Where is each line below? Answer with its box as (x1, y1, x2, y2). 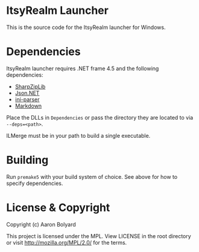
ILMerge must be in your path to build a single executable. (6, 132, 151, 139)
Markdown (14, 102, 42, 109)
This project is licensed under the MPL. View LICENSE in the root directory (6, 232, 191, 239)
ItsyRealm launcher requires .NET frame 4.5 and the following (6, 65, 159, 72)
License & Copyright (6, 201, 110, 215)
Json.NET (14, 89, 40, 97)
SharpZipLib (14, 83, 46, 90)
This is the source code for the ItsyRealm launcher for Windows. (6, 24, 166, 31)
